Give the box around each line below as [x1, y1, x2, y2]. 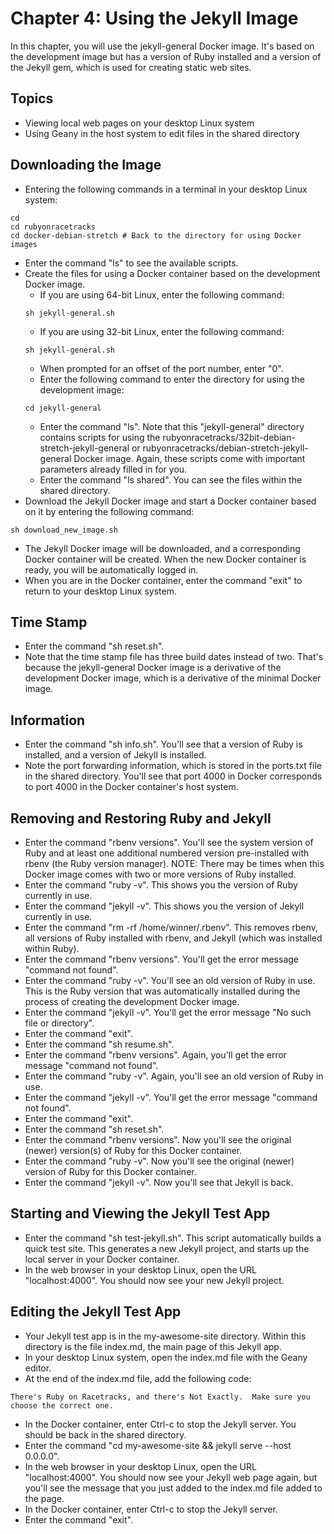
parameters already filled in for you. [39, 463, 188, 475]
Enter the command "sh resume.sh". [24, 1038, 175, 1050]
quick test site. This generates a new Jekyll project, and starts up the [24, 1242, 310, 1254]
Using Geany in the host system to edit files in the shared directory [24, 127, 300, 139]
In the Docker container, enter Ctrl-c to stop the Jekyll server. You [24, 1418, 297, 1430]
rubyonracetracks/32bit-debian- [162, 431, 296, 443]
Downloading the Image [10, 157, 162, 174]
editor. [24, 1362, 52, 1374]
